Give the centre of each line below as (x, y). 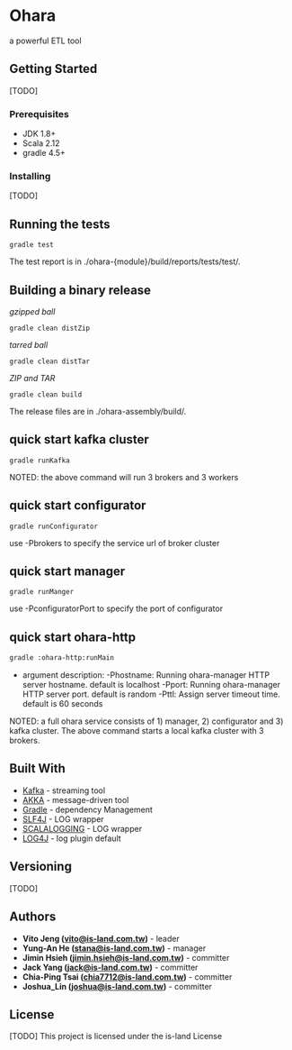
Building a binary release (80, 290)
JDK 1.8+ (39, 134)
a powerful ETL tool (46, 41)
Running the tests (60, 224)
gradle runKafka (40, 461)
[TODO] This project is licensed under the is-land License (116, 1036)
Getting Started (53, 69)
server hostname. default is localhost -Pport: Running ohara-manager (151, 685)
